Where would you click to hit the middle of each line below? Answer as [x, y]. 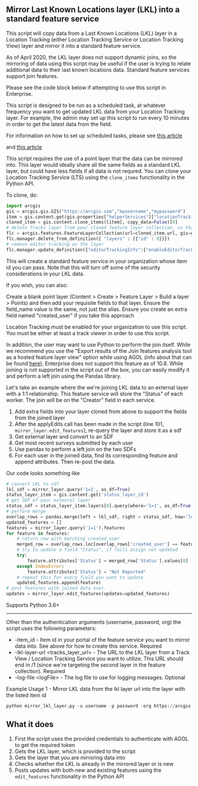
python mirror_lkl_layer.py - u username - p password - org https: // [91, 706]
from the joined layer [40, 418]
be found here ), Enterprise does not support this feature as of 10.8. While [95, 363]
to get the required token [45, 745]
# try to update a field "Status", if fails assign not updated [97, 550]
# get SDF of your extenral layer [49, 501]
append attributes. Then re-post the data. [65, 462]
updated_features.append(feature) [59, 583]
